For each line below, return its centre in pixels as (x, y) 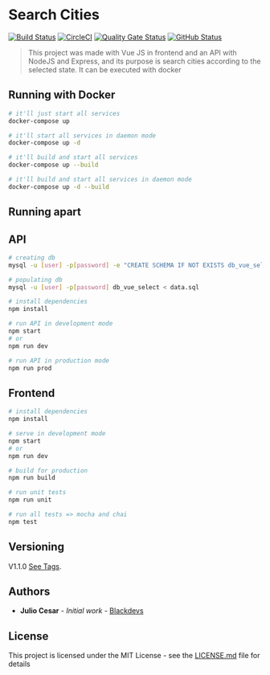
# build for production (48, 470)
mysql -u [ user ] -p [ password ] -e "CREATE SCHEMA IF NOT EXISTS (117, 265)
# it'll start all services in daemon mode (82, 135)
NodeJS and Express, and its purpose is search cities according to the (144, 61)
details (19, 664)
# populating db (35, 280)
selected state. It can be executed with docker (104, 69)
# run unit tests (37, 493)
